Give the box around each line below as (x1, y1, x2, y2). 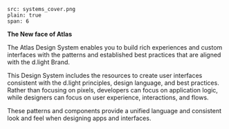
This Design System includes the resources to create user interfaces (7, 72, 203, 79)
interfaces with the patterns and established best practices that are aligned (7, 51, 221, 59)
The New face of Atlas (7, 30, 73, 38)
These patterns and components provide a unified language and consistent (7, 107, 222, 115)
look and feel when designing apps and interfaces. (7, 114, 152, 122)
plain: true (7, 12, 42, 19)
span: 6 (7, 18, 30, 25)
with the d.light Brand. (7, 58, 71, 66)
